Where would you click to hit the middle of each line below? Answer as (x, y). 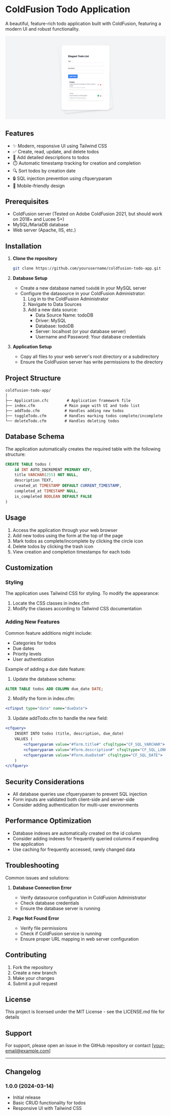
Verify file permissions (44, 928)
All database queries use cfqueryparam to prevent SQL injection (80, 794)
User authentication (33, 659)
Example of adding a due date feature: (45, 669)
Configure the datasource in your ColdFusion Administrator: (83, 294)
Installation (23, 246)
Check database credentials (50, 903)
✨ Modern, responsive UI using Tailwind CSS (60, 146)
